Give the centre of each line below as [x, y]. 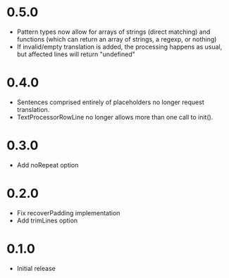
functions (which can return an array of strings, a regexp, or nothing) [117, 39]
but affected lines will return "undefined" [76, 54]
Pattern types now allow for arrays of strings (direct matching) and [113, 32]
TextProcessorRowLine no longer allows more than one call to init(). [115, 117]
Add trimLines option [47, 220]
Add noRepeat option [48, 165]
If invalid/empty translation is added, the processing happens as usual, [119, 46]
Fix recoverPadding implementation [68, 213]
